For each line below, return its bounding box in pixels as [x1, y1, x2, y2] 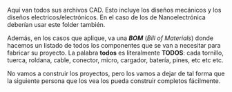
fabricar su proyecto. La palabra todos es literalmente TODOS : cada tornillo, [7, 48, 224, 57]
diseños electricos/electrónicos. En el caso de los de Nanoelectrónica [7, 13, 206, 21]
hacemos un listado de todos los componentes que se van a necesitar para [7, 42, 221, 49]
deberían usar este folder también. [7, 21, 106, 28]
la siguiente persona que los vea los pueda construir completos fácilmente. [7, 77, 221, 85]
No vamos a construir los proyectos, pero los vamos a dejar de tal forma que [7, 69, 225, 77]
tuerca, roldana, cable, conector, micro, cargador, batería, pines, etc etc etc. [7, 56, 224, 64]
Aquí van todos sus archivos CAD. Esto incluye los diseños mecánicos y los [7, 6, 222, 14]
